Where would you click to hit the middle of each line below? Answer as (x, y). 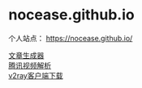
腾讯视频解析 (30, 65)
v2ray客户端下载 (36, 75)
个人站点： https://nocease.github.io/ (71, 38)
